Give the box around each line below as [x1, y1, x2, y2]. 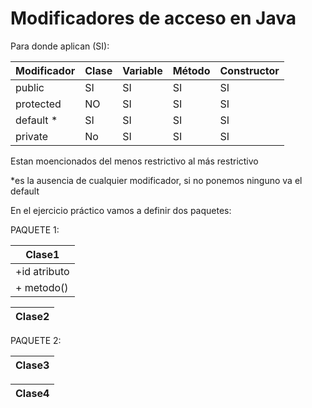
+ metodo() [15, 280, 69, 294]
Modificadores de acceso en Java [10, 7, 297, 30]
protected [15, 97, 62, 111]
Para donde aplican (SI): [10, 40, 110, 52]
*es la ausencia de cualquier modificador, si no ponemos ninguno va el [10, 174, 303, 186]
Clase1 [25, 247, 60, 261]
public [15, 80, 45, 94]
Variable [122, 63, 163, 77]
